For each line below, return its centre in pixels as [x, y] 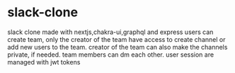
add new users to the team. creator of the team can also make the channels [117, 47]
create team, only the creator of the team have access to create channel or [116, 39]
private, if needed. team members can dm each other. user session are [111, 55]
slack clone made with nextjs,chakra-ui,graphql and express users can [110, 32]
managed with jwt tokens [44, 62]
